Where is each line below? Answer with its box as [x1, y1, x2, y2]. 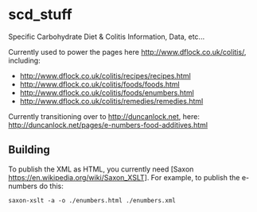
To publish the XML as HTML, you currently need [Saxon [8, 164, 194, 174]
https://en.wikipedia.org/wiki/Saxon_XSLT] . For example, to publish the [8, 172, 240, 182]
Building [8, 143, 50, 156]
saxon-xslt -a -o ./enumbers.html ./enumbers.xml [8, 196, 177, 204]
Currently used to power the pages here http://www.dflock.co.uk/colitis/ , [8, 47, 247, 56]
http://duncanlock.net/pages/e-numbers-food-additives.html [8, 120, 208, 129]
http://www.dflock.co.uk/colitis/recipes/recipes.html [19, 71, 191, 80]
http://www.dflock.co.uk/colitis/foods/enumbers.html [19, 87, 195, 97]
